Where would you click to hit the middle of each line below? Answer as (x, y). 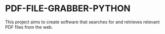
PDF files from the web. (29, 27)
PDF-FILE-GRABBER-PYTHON (68, 8)
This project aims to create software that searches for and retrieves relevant (82, 22)
